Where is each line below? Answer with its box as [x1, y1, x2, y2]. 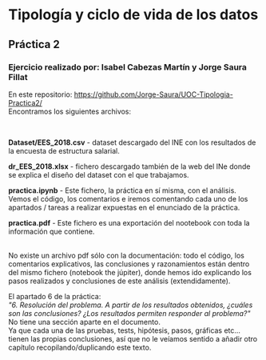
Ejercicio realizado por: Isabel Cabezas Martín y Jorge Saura [8, 62, 248, 73]
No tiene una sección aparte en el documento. [8, 317, 161, 326]
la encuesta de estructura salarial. [8, 146, 120, 155]
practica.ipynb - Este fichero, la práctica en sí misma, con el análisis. [8, 186, 237, 195]
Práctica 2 [8, 38, 60, 51]
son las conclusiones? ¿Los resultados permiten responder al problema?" [8, 308, 251, 318]
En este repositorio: [8, 90, 73, 99]
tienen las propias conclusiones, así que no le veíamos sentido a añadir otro [8, 334, 258, 343]
